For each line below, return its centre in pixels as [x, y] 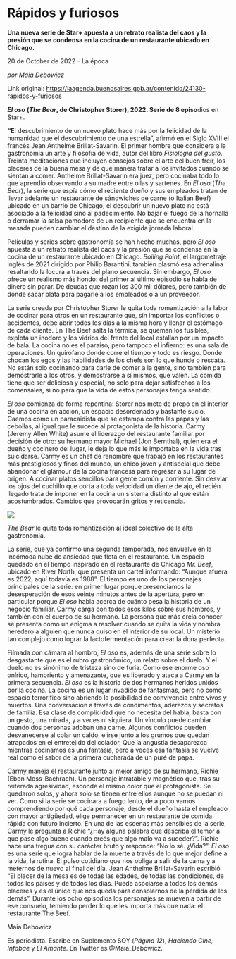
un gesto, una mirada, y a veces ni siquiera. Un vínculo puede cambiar [109, 719]
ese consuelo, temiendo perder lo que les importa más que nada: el [105, 905]
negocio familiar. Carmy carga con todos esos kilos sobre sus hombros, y [114, 609]
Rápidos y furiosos [63, 13]
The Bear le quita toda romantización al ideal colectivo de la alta [100, 528]
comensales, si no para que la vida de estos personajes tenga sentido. [110, 390]
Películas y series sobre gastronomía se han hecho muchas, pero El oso [112, 242]
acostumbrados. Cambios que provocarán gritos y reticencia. [96, 501]
